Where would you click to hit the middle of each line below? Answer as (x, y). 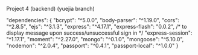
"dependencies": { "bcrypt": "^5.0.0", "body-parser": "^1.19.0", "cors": (93, 20)
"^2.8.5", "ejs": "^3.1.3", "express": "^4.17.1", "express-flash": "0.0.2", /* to (97, 27)
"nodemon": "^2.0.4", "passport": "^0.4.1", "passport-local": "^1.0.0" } (92, 45)
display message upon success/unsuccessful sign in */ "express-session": (99, 33)
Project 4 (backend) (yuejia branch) (50, 9)
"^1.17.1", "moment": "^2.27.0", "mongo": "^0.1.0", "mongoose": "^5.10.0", (95, 39)
